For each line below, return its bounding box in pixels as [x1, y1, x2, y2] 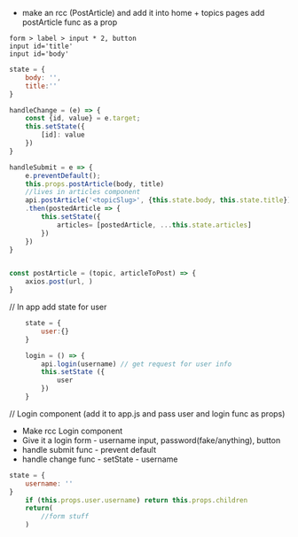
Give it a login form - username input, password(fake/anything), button [21, 434, 281, 446]
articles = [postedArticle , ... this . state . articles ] [56, 221, 252, 230]
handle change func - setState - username [21, 454, 178, 464]
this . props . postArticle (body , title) [25, 179, 165, 189]
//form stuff [41, 512, 90, 521]
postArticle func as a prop [21, 17, 118, 27]
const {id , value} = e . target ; [25, 114, 141, 123]
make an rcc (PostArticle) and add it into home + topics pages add [21, 8, 265, 18]
